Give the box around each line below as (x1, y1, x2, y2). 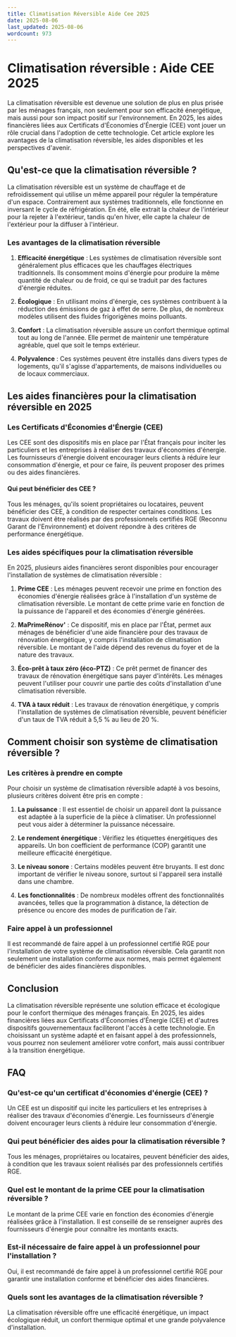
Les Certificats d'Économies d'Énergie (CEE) (7, 422, 163, 432)
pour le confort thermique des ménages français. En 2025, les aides (7, 1009, 205, 1017)
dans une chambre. (17, 877, 74, 886)
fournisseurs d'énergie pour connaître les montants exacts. (7, 1224, 179, 1233)
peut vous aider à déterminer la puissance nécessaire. (17, 820, 175, 829)
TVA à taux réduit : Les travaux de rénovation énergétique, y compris (17, 701, 220, 709)
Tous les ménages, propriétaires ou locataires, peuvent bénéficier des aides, (7, 1152, 230, 1161)
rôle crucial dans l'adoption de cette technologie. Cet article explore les (7, 128, 215, 137)
